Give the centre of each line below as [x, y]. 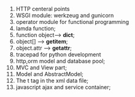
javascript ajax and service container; [63, 87]
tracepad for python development [58, 54]
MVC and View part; [41, 68]
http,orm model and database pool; [60, 61]
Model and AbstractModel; [49, 74]
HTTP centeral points [43, 9]
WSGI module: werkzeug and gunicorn [65, 15]
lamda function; [36, 28]
